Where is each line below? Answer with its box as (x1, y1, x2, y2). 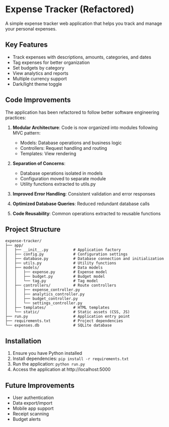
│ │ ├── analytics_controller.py (5, 292, 85, 297)
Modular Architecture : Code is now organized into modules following (12, 124, 158, 130)
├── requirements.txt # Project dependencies (5, 318, 123, 323)
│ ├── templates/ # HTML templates (5, 305, 110, 310)
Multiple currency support (12, 75, 67, 82)
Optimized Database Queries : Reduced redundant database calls (12, 201, 150, 207)
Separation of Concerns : (12, 160, 66, 166)
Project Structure (5, 225, 61, 234)
